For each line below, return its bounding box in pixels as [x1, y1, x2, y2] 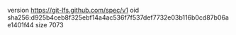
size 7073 [35, 21, 64, 29]
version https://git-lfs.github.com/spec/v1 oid [7, 6, 140, 14]
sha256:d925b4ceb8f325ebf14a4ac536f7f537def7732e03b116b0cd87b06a [7, 13, 229, 22]
